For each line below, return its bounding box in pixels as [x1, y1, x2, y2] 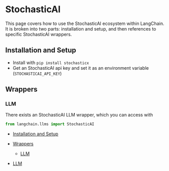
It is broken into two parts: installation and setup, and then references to [5, 25, 156, 32]
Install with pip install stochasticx [12, 60, 89, 66]
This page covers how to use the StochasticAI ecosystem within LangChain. [5, 20, 164, 26]
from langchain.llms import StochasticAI [5, 122, 95, 127]
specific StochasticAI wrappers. [5, 31, 72, 37]
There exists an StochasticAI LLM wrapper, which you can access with [5, 112, 153, 118]
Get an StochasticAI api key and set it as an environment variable [12, 65, 149, 71]
